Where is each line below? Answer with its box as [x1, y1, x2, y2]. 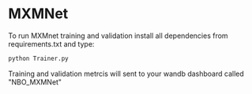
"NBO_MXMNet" [8, 77, 62, 87]
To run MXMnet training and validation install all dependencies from [8, 31, 228, 40]
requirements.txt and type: [8, 39, 95, 48]
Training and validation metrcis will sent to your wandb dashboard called [8, 69, 245, 78]
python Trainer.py [8, 55, 69, 62]
